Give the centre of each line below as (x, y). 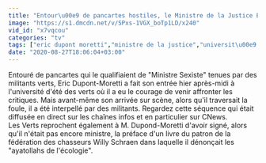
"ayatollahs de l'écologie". (51, 150)
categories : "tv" (37, 38)
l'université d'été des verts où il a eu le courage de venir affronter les (121, 91)
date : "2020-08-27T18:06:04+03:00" (67, 52)
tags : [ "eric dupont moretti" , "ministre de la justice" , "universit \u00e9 (133, 45)
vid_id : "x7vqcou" (38, 30)
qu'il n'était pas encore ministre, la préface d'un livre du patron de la (120, 134)
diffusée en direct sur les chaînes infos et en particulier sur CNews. (118, 117)
